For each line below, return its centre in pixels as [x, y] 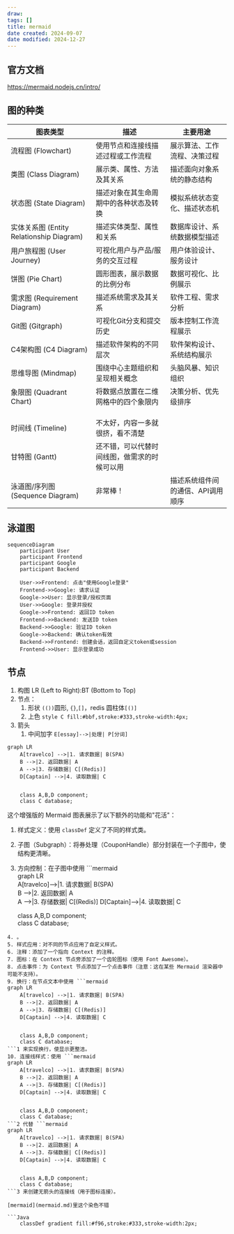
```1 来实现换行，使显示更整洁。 [49, 1049]
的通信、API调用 [197, 490]
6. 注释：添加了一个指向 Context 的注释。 [62, 952]
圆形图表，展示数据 [127, 273]
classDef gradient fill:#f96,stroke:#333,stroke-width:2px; [109, 1224]
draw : [15, 14]
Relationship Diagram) [47, 236]
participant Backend [49, 569]
